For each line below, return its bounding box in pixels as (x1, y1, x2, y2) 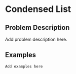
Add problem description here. (5, 36, 68, 42)
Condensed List (5, 3, 72, 15)
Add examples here (5, 64, 43, 69)
